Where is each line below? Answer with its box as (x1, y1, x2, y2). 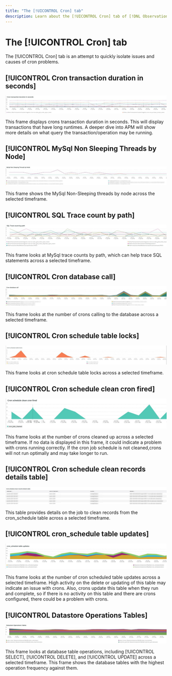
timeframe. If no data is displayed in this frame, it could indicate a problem (5, 439, 162, 445)
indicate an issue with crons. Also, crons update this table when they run (5, 585, 159, 591)
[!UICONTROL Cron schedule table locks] (5, 331, 139, 341)
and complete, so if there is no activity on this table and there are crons (5, 590, 156, 597)
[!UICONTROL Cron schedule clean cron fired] (5, 385, 155, 393)
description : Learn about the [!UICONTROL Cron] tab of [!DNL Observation (5, 13, 168, 19)
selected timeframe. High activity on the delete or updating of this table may (5, 580, 166, 586)
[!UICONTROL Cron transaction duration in (5, 73, 144, 82)
